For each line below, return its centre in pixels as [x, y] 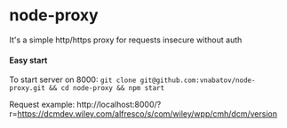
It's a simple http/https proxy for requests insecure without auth [126, 40]
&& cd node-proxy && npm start [107, 88]
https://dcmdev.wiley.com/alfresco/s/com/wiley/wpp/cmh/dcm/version [147, 114]
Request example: [42, 105]
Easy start [28, 60]
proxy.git [28, 88]
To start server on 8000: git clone [73, 79]
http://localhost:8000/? [119, 105]
